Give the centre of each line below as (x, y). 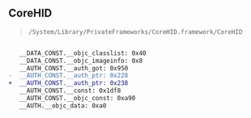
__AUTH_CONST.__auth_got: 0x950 (74, 68)
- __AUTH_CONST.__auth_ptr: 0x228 (68, 76)
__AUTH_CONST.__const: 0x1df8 (70, 91)
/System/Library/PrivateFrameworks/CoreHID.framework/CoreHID (135, 32)
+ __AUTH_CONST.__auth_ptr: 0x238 (68, 83)
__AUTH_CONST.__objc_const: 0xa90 (77, 99)
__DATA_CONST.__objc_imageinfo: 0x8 (81, 61)
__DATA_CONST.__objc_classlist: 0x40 (83, 53)
